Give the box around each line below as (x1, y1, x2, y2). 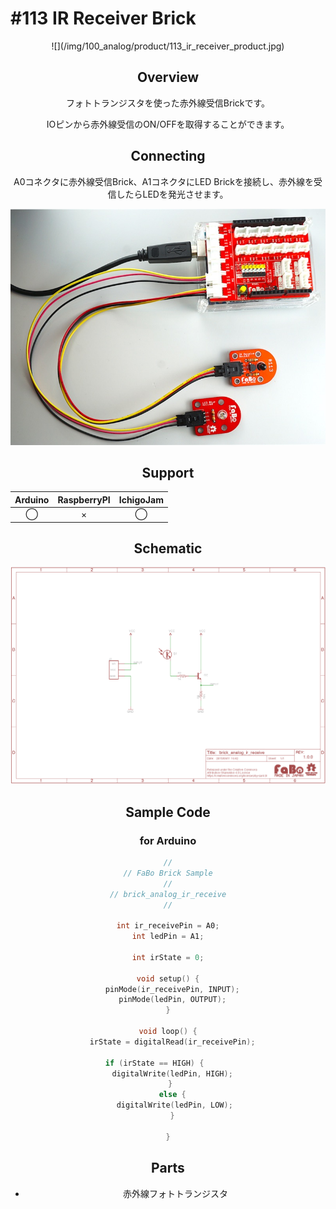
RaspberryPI (57, 493, 111, 506)
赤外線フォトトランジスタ (122, 1187, 228, 1199)
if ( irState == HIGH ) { (104, 1058, 205, 1068)
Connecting (130, 148, 206, 165)
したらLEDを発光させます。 (116, 188, 229, 200)
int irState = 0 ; (131, 952, 205, 962)
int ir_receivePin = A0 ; (116, 921, 220, 931)
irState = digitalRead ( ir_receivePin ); (89, 1037, 256, 1047)
